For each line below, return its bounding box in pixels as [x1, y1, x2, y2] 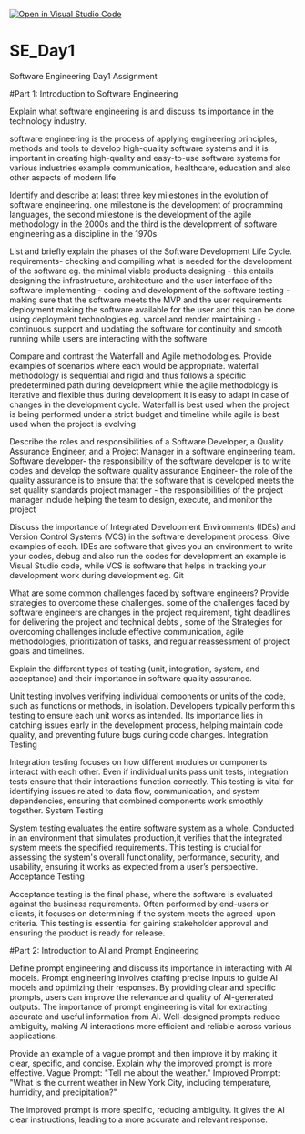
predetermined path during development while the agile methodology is [9, 379, 279, 391]
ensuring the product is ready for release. [9, 927, 166, 938]
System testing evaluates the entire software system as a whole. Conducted [9, 822, 295, 833]
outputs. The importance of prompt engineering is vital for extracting [9, 1001, 268, 1012]
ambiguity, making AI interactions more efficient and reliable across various [9, 1020, 292, 1031]
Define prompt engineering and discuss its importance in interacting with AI [9, 962, 293, 974]
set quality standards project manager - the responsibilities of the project [9, 484, 284, 495]
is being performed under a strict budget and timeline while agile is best [9, 408, 280, 419]
